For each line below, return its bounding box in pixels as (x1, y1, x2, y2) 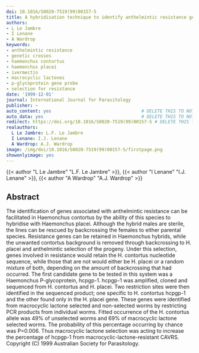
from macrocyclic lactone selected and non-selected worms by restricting (6, 302, 187, 309)
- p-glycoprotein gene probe (6, 81, 78, 87)
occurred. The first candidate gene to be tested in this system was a (6, 271, 173, 278)
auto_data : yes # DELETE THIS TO (6, 113, 184, 119)
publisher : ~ (6, 102, 38, 109)
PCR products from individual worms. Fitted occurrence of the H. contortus (6, 309, 190, 316)
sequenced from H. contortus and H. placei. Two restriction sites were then (6, 283, 190, 291)
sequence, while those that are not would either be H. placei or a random (6, 258, 184, 265)
